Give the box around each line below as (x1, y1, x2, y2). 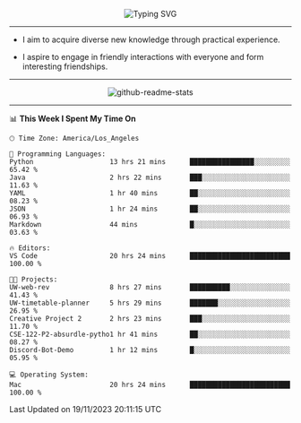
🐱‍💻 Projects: (9, 275, 58, 284)
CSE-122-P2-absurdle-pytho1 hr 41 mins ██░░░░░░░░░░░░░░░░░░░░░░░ (9, 330, 291, 339)
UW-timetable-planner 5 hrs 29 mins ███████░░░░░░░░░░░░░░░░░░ (9, 298, 291, 307)
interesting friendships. (21, 61, 108, 72)
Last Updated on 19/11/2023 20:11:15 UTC (9, 404, 162, 414)
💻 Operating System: (9, 370, 90, 379)
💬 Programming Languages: (9, 150, 106, 159)
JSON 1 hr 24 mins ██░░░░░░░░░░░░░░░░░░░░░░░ (9, 204, 291, 213)
